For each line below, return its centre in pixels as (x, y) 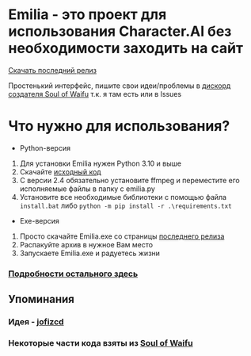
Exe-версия (39, 220)
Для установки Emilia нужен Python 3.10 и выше (101, 163)
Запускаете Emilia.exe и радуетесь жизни (90, 253)
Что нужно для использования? (119, 126)
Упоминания (42, 299)
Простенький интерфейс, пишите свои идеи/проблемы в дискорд (120, 86)
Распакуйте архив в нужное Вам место (86, 244)
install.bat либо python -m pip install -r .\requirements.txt (125, 205)
